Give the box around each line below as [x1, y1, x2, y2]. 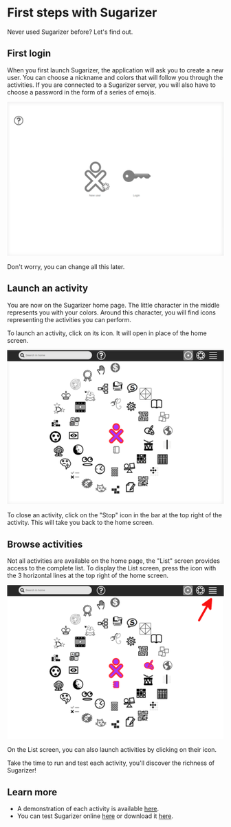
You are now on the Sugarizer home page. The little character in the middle [7, 301, 220, 309]
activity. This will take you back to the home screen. [7, 519, 154, 527]
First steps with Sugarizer [7, 5, 157, 21]
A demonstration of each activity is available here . [16, 805, 159, 813]
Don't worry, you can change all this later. [7, 263, 125, 271]
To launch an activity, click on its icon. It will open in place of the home [7, 329, 208, 337]
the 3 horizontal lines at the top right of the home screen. [7, 571, 169, 580]
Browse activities [7, 538, 83, 550]
